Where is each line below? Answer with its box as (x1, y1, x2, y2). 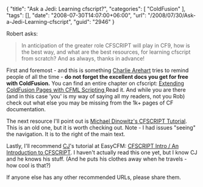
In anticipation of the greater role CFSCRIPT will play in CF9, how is (21, 42, 190, 49)
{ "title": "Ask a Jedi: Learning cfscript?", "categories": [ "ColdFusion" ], (6, 5, 186, 12)
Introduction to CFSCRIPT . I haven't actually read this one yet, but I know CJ (6, 149, 198, 156)
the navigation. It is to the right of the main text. (6, 131, 126, 137)
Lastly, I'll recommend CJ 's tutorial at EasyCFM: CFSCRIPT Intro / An (6, 142, 179, 149)
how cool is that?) (6, 162, 51, 169)
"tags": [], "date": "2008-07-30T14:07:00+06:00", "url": (6, 12, 146, 19)
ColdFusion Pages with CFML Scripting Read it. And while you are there (6, 86, 186, 94)
